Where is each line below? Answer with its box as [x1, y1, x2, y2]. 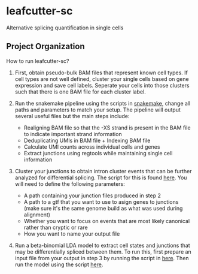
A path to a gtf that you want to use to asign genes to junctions [23, 198, 179, 205]
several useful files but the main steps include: [14, 112, 130, 119]
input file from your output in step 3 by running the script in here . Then [14, 254, 190, 261]
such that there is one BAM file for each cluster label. [14, 88, 147, 95]
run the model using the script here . [14, 261, 103, 268]
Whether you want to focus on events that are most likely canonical [23, 217, 190, 224]
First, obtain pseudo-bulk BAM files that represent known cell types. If [14, 69, 188, 76]
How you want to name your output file [23, 230, 120, 237]
